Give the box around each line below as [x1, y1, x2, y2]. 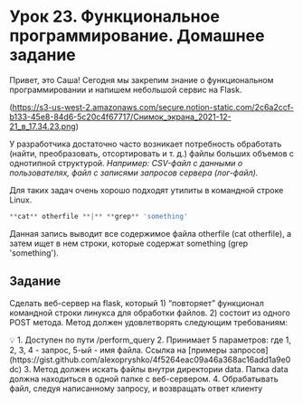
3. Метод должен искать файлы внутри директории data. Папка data [24, 363, 289, 374]
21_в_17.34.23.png [9, 120, 76, 132]
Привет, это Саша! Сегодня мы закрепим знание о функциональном [9, 74, 274, 85]
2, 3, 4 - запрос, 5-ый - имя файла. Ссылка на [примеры [9, 344, 228, 355]
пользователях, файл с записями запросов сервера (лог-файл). [9, 167, 259, 178]
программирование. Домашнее [9, 25, 265, 46]
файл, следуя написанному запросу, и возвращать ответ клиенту [9, 382, 263, 394]
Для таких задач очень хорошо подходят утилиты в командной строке [9, 184, 284, 195]
